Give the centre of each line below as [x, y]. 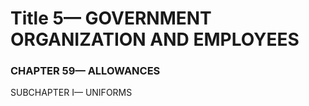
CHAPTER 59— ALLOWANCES [85, 71]
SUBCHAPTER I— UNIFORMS [71, 93]
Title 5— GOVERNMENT [111, 18]
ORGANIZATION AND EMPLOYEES [155, 39]
